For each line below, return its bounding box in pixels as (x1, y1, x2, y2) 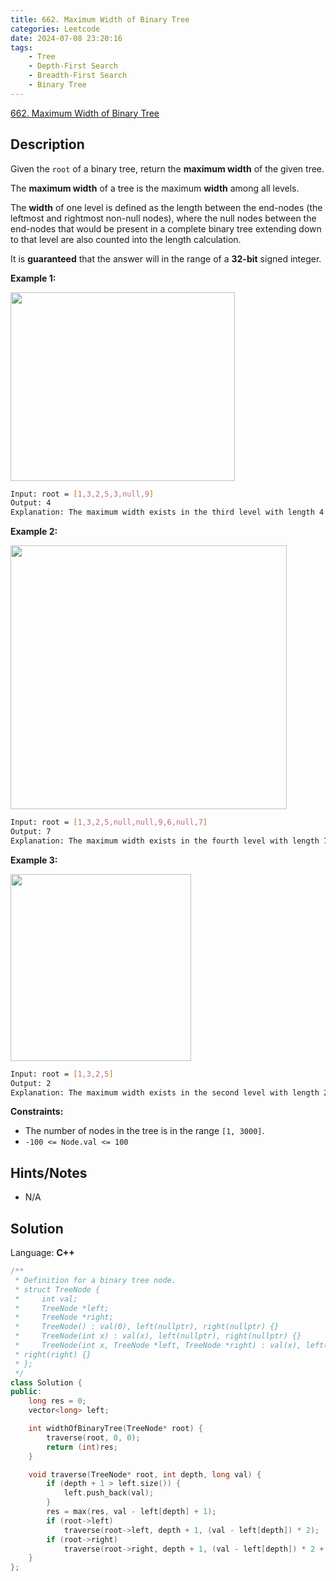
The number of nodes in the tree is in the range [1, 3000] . (24, 1125, 265, 1137)
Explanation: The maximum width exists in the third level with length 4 (10, 507, 325, 518)
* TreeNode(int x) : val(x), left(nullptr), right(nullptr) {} (14, 1331, 302, 1341)
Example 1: (10, 272, 57, 284)
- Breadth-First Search (28, 71, 128, 81)
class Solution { (10, 1377, 83, 1388)
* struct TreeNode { (14, 1284, 101, 1295)
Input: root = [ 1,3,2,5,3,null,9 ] (10, 489, 155, 499)
